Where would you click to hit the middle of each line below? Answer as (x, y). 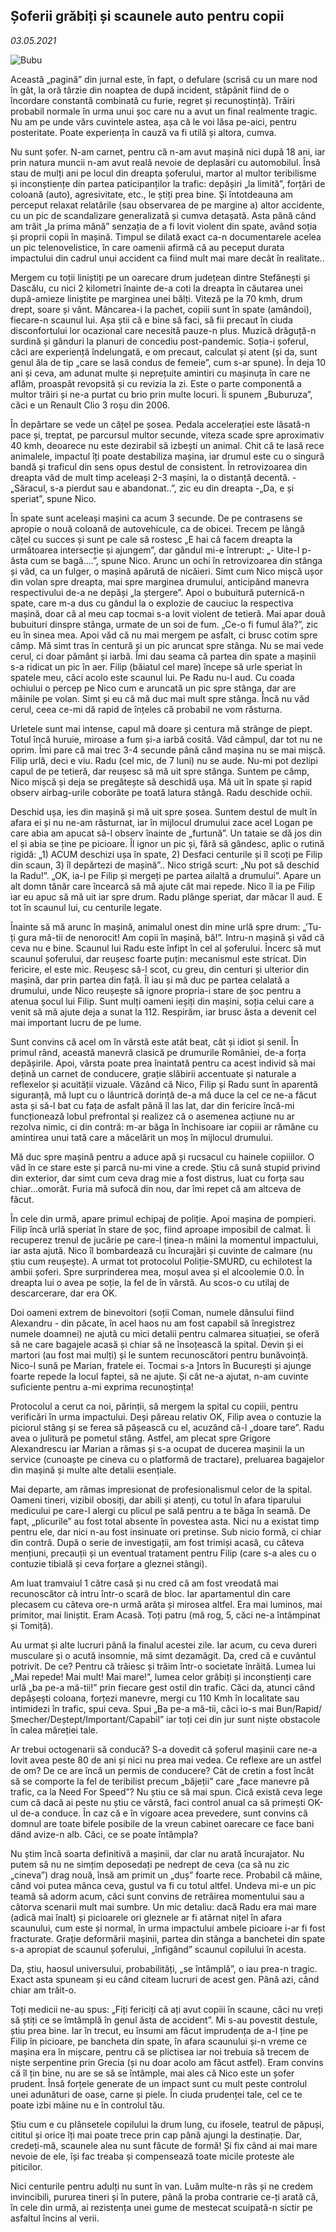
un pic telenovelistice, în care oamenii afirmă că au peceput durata (147, 247)
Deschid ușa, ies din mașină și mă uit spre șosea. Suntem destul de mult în (164, 811)
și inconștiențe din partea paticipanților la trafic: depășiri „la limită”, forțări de (168, 183)
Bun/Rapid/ (299, 1708)
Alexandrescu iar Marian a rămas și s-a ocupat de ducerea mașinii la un (157, 1448)
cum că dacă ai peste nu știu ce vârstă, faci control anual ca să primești (158, 1802)
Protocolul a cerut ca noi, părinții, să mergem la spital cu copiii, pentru (154, 1406)
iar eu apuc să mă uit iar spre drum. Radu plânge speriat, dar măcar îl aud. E (166, 896)
